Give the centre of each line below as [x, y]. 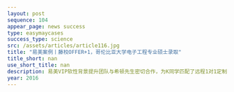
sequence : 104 [28, 20]
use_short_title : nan [39, 65]
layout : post [26, 13]
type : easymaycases [36, 33]
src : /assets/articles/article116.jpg [63, 46]
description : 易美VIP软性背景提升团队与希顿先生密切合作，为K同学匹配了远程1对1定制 [117, 71]
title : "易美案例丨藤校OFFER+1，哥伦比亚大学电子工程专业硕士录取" [94, 53]
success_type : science [40, 39]
